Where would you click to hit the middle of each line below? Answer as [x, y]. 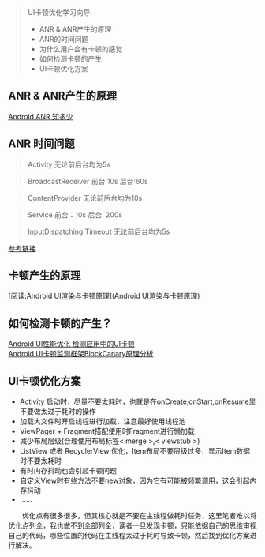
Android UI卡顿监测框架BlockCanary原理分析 [81, 354]
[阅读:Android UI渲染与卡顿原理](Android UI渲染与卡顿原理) [104, 296]
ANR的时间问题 [64, 39]
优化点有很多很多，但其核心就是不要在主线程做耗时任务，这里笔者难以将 [140, 516]
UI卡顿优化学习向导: [60, 12]
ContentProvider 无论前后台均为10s [85, 198]
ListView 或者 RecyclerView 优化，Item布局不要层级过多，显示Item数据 [135, 451]
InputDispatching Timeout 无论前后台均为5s [99, 231]
